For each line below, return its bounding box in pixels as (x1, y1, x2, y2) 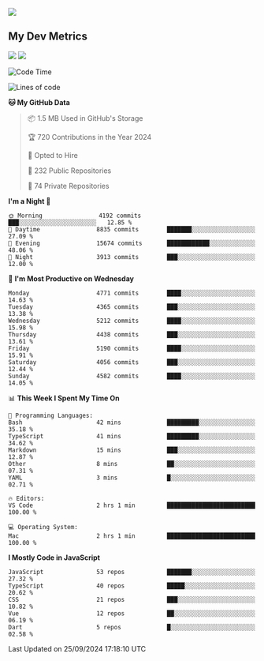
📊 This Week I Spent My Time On (8, 393, 120, 403)
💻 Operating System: (8, 523, 79, 531)
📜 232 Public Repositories (27, 166, 112, 175)
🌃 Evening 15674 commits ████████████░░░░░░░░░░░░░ (8, 239, 256, 247)
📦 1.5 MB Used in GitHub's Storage (27, 113, 143, 122)
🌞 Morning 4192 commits (8, 212, 142, 220)
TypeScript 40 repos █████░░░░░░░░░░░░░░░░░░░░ (8, 581, 256, 590)
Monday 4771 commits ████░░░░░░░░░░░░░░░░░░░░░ (8, 289, 256, 297)
